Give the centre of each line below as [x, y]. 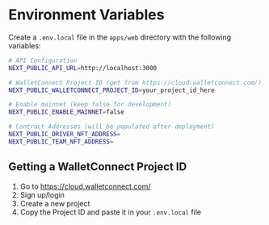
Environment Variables [86, 15]
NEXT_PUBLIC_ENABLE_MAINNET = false [67, 112]
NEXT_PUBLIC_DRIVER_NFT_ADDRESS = [65, 135]
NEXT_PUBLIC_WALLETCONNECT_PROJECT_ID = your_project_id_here [112, 90]
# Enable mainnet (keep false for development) [90, 105]
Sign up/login [42, 194]
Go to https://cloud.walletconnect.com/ [85, 186]
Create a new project [55, 203]
